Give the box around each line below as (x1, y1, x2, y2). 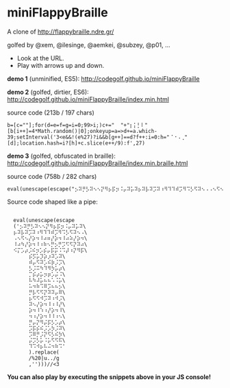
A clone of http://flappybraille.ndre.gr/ (7, 27, 114, 36)
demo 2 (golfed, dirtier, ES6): (7, 88, 89, 96)
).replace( (28, 348, 60, 356)
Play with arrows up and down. (16, 61, 105, 69)
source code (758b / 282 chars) (7, 172, 97, 180)
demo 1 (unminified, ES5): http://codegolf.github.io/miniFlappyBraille (7, 74, 200, 83)
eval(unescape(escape (13, 217, 75, 223)
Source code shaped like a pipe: (7, 197, 98, 206)
